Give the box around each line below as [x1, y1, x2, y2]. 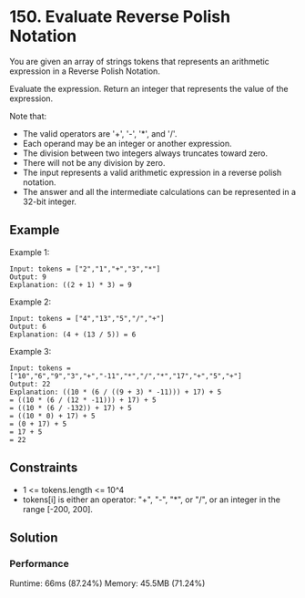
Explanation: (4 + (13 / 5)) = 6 [9, 330, 137, 339]
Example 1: [9, 246, 50, 257]
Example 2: [9, 296, 52, 307]
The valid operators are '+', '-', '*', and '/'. [22, 128, 178, 139]
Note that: [9, 110, 47, 121]
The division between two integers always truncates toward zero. [22, 148, 269, 159]
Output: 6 [9, 322, 47, 331]
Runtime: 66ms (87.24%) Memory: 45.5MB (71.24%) [9, 578, 206, 589]
